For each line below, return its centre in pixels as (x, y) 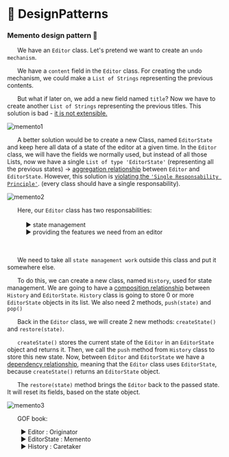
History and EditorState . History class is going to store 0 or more (100, 295)
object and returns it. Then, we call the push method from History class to (111, 350)
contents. (21, 86)
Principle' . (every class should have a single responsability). (94, 184)
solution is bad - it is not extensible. (57, 113)
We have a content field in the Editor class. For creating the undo (109, 71)
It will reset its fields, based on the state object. (74, 392)
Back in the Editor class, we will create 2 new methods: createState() (117, 322)
